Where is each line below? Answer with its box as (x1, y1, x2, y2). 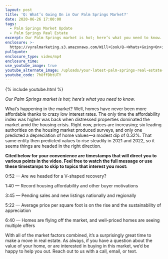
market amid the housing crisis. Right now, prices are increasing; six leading (5, 121, 161, 128)
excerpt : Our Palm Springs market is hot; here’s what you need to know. (5, 36, 162, 41)
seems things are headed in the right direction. (5, 143, 101, 149)
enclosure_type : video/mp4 (5, 54, 61, 59)
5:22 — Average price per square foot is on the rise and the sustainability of (5, 202, 161, 208)
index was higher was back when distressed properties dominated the (5, 116, 150, 122)
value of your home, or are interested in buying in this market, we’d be (5, 242, 149, 248)
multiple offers (5, 222, 35, 228)
